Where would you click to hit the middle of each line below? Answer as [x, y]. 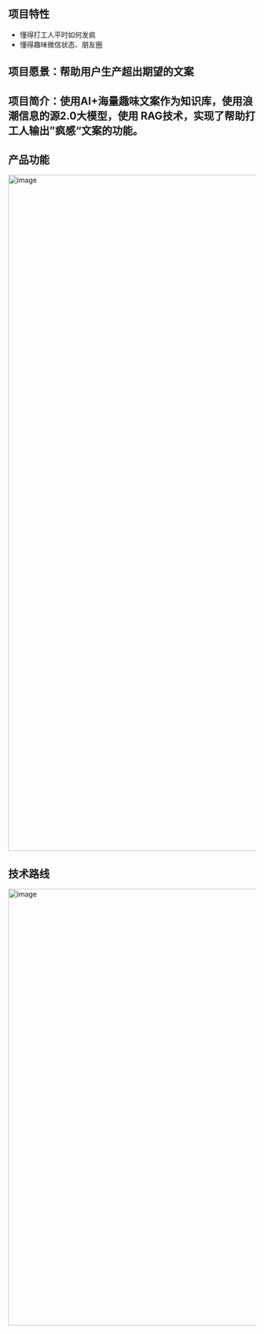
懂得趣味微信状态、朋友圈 [61, 44]
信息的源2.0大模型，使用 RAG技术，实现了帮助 [132, 115]
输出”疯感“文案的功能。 [86, 130]
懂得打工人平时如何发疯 [57, 35]
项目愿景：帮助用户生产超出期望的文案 [101, 72]
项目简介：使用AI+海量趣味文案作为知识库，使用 [125, 101]
